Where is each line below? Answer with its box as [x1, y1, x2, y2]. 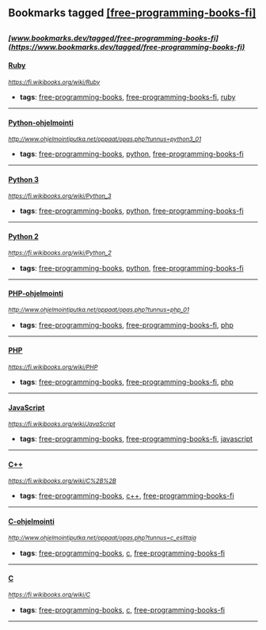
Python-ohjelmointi [8, 118, 74, 127]
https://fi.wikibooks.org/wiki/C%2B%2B [8, 477, 116, 485]
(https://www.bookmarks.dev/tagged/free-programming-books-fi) [8, 42, 245, 52]
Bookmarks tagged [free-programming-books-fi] [8, 6, 256, 20]
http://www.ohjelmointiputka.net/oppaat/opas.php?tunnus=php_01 [8, 306, 190, 314]
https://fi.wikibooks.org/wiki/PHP [8, 363, 98, 371]
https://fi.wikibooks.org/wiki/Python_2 [8, 249, 112, 257]
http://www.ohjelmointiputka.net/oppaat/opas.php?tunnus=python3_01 [8, 135, 202, 143]
